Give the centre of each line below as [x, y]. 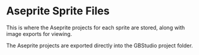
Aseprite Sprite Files [58, 11]
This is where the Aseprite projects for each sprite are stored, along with [96, 27]
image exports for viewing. [39, 33]
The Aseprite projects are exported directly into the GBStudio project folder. [99, 45]
